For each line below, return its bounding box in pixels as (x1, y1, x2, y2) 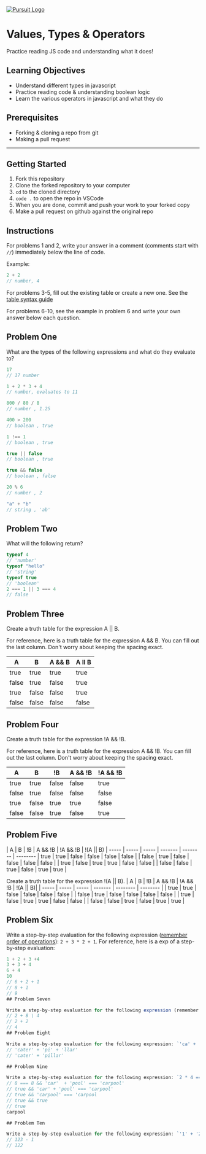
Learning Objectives (6, 65, 86, 76)
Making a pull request (15, 135, 71, 142)
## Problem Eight (6, 1030, 51, 1036)
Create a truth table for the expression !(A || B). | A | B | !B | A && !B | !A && (6, 877, 194, 884)
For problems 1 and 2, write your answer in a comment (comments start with (6, 242, 199, 249)
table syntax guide (6, 295, 53, 303)
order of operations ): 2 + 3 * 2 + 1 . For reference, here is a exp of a (6, 937, 180, 945)
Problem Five (6, 830, 58, 840)
